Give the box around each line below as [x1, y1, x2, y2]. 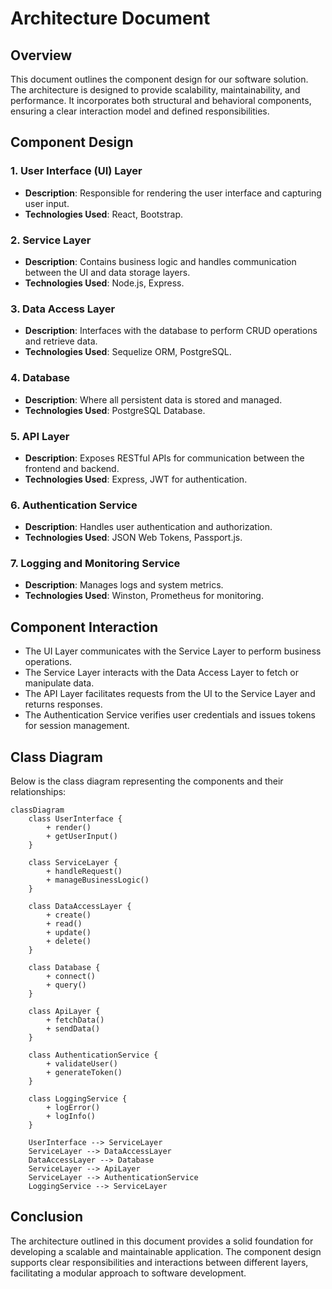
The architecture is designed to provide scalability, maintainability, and [10, 84, 301, 96]
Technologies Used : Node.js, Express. [24, 277, 185, 289]
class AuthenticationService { [28, 1050, 159, 1061]
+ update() [46, 928, 92, 938]
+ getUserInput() [46, 832, 118, 842]
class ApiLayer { [28, 1007, 101, 1017]
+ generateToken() [46, 1068, 123, 1078]
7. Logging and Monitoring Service [10, 557, 181, 571]
